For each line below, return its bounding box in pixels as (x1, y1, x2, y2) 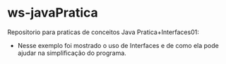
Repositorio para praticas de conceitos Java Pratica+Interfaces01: (7, 28, 199, 36)
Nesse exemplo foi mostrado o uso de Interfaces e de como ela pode (17, 41, 219, 49)
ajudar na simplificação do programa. (17, 49, 127, 57)
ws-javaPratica (7, 5, 98, 21)
